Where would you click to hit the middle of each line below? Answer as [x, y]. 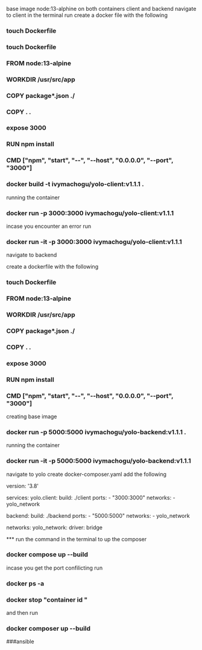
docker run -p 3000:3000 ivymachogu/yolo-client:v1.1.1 [90, 213]
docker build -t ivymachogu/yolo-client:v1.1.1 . [75, 184]
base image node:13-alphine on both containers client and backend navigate [101, 9]
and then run [22, 613]
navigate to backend [32, 255]
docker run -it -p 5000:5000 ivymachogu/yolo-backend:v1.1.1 [99, 461]
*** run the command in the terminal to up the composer [76, 539]
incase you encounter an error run [49, 226]
